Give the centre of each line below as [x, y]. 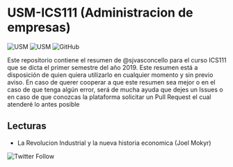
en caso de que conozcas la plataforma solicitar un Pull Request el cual [109, 97]
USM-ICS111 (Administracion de [100, 13]
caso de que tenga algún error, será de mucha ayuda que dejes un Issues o [115, 89]
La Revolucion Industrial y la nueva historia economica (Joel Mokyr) [114, 143]
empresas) [39, 27]
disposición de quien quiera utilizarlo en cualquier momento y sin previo [110, 75]
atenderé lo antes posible [43, 104]
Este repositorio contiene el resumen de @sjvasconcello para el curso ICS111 [117, 60]
